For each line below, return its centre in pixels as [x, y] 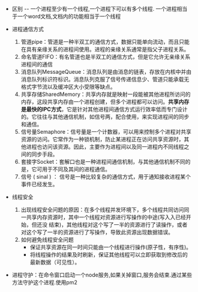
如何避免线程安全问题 [47, 240]
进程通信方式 [28, 29]
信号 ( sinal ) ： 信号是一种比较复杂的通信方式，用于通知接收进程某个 [106, 177]
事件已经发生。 [39, 184]
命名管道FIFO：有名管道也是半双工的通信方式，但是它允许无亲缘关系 [106, 57]
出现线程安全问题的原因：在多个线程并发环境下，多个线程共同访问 [102, 210]
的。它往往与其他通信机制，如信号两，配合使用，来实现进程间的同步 [105, 117]
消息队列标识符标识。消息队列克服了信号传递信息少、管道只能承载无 [105, 79]
